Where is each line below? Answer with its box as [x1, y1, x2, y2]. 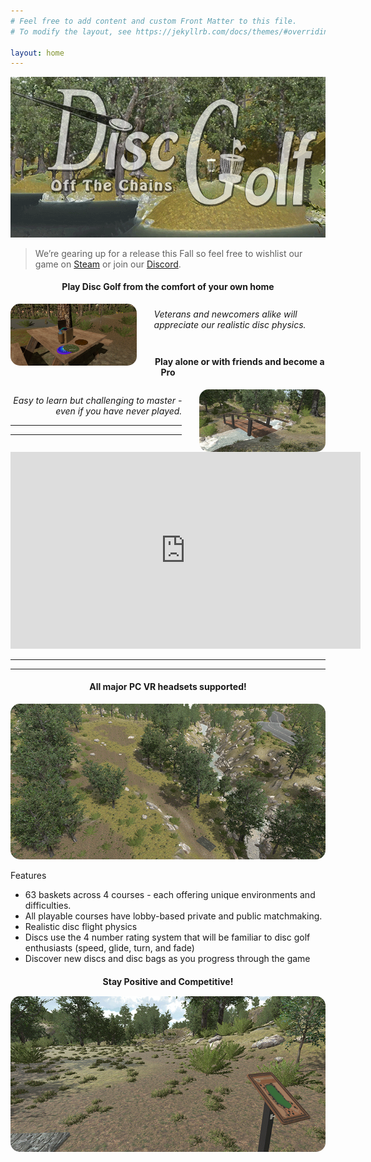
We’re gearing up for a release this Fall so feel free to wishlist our [34, 247, 303, 259]
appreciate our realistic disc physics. [153, 319, 307, 331]
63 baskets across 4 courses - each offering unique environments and [24, 888, 316, 900]
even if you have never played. [55, 405, 183, 417]
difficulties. [24, 899, 72, 911]
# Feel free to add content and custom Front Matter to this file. [10, 16, 298, 26]
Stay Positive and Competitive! [102, 975, 234, 987]
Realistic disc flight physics [24, 920, 138, 932]
